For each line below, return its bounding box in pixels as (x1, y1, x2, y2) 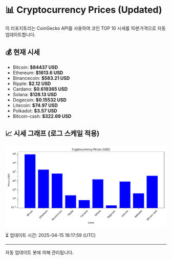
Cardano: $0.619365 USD (12, 85, 68, 92)
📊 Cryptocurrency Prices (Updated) (5, 4, 162, 16)
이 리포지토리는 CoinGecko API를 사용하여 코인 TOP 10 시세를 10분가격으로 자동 (5, 25, 166, 31)
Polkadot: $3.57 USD (12, 107, 57, 114)
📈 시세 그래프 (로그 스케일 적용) (5, 129, 100, 138)
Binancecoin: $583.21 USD (12, 75, 70, 81)
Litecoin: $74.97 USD (12, 102, 58, 108)
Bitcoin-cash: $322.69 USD (12, 113, 72, 119)
